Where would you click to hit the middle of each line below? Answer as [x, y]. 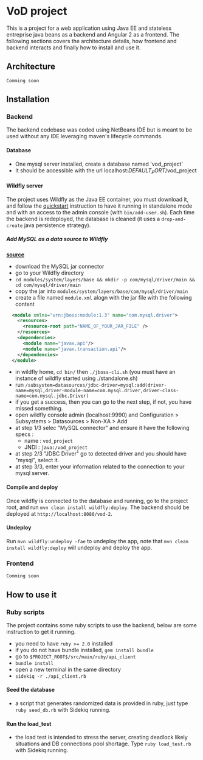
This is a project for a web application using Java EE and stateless [89, 28]
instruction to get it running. [41, 632]
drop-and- [174, 219]
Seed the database [31, 690]
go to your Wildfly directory [49, 273]
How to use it [32, 595]
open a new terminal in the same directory [68, 669]
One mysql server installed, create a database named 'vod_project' [99, 164]
